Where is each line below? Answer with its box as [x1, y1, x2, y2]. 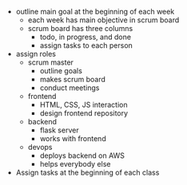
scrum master [27, 57, 74, 67]
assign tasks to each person [39, 41, 133, 50]
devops [27, 143, 54, 152]
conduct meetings [39, 83, 100, 92]
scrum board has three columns [27, 24, 133, 33]
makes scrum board [39, 75, 106, 84]
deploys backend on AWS [39, 151, 125, 160]
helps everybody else [39, 159, 111, 168]
